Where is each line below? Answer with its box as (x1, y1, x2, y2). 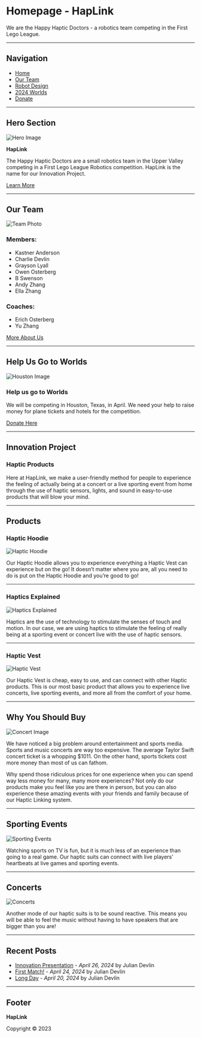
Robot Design (14, 82, 49, 89)
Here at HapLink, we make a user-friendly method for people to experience (6, 474, 191, 481)
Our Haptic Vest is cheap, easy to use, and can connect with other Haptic (6, 677, 187, 684)
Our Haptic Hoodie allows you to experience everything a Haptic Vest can (6, 559, 188, 566)
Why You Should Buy (6, 712, 86, 722)
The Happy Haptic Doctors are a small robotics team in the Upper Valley (6, 157, 184, 164)
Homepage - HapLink (6, 4, 114, 18)
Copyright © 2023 (6, 1025, 52, 1033)
